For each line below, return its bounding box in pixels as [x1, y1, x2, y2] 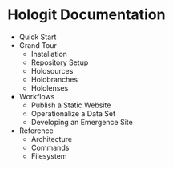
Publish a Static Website [30, 100, 111, 110]
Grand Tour [18, 40, 58, 50]
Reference [18, 126, 54, 135]
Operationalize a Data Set [30, 108, 116, 118]
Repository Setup [30, 58, 89, 67]
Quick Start [18, 32, 57, 42]
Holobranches [30, 74, 78, 84]
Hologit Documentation [7, 6, 166, 24]
